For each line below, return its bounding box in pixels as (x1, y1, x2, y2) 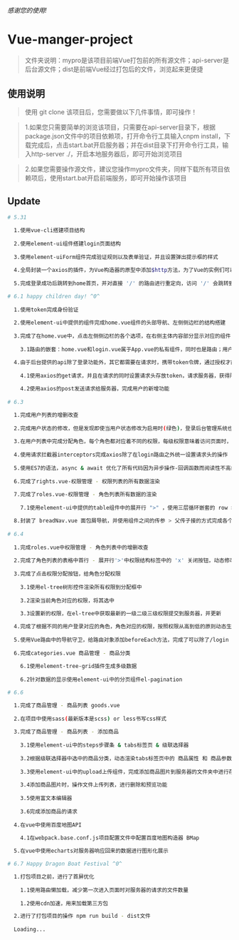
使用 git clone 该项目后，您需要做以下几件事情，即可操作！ (24, 108, 198, 116)
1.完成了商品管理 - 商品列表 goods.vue (14, 702, 120, 709)
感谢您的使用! (7, 6, 48, 14)
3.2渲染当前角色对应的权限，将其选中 (20, 597, 115, 604)
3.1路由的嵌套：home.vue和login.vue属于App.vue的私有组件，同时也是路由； (20, 345, 223, 353)
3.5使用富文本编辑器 (20, 795, 73, 802)
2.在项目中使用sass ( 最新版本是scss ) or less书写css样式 (14, 715, 167, 722)
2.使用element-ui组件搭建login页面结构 (14, 240, 121, 247)
